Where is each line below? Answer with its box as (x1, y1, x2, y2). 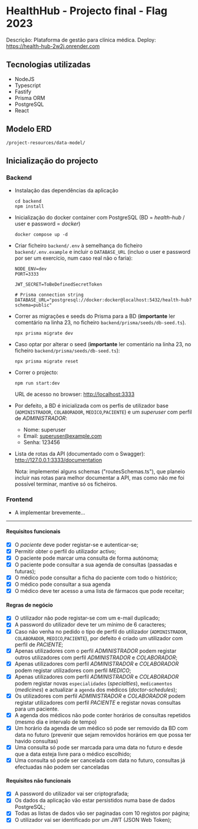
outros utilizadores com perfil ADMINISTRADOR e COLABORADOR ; (14, 654, 178, 661)
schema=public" (14, 302, 52, 308)
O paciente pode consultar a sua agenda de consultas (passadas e (14, 561, 177, 568)
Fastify (14, 88, 31, 95)
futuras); (14, 568, 36, 575)
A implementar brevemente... (14, 509, 85, 516)
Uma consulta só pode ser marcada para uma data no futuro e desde (14, 744, 183, 751)
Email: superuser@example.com (23, 433, 102, 440)
